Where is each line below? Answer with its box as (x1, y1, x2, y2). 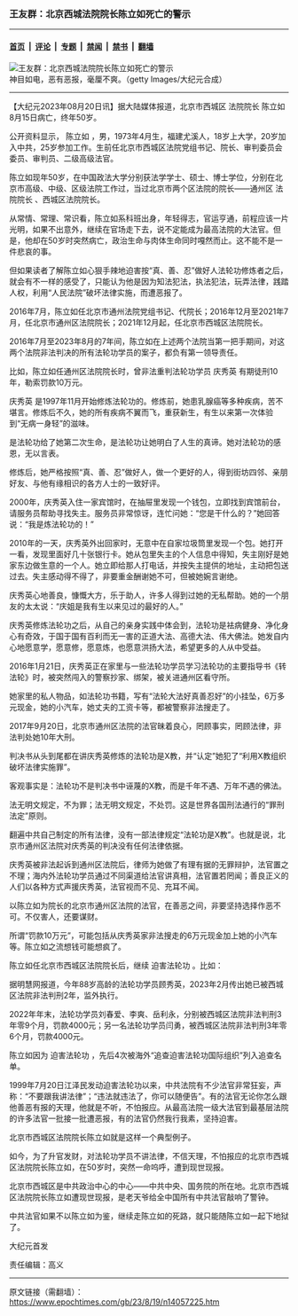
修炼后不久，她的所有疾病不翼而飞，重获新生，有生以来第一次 (32, 406, 258, 418)
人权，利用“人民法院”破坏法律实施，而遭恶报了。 (9, 286, 188, 298)
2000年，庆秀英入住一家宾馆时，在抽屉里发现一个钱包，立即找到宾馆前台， (9, 497, 286, 507)
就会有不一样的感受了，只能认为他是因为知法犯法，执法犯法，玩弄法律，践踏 (9, 276, 289, 286)
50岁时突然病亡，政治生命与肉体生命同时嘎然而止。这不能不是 (47, 235, 276, 246)
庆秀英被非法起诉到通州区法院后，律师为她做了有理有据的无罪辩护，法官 (9, 858, 273, 870)
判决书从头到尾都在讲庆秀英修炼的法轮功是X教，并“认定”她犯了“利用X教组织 (9, 750, 286, 761)
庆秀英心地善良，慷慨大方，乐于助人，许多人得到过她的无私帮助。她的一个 (9, 590, 281, 600)
